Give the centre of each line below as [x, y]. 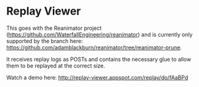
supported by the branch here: [45, 41]
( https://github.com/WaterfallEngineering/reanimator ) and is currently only [100, 34]
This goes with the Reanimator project [54, 28]
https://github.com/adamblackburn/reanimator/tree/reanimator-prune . [94, 47]
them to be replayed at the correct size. [56, 66]
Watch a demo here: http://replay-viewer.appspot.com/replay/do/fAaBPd [97, 77]
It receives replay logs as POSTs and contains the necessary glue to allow [99, 59]
